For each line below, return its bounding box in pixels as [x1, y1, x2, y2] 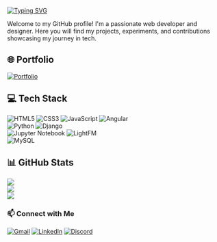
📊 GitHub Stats [7, 157, 74, 169]
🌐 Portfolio [7, 54, 55, 66]
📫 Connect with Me [7, 209, 75, 219]
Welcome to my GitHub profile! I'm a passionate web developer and [7, 20, 198, 27]
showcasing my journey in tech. [7, 34, 97, 42]
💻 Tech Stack [7, 93, 68, 105]
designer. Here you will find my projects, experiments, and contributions [7, 27, 211, 35]
